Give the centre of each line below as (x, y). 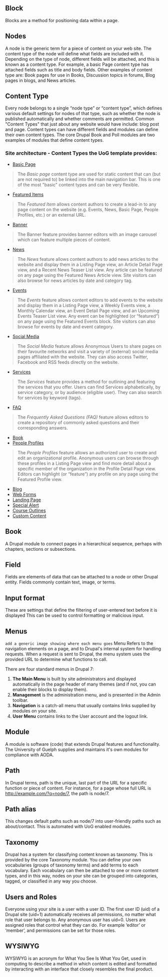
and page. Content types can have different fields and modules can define (82, 130)
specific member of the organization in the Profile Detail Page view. (87, 468)
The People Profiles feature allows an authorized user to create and (87, 452)
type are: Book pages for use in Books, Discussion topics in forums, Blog (80, 75)
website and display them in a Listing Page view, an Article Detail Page (90, 264)
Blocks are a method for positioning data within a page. (62, 20)
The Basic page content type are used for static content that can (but (89, 174)
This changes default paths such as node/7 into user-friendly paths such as (83, 821)
